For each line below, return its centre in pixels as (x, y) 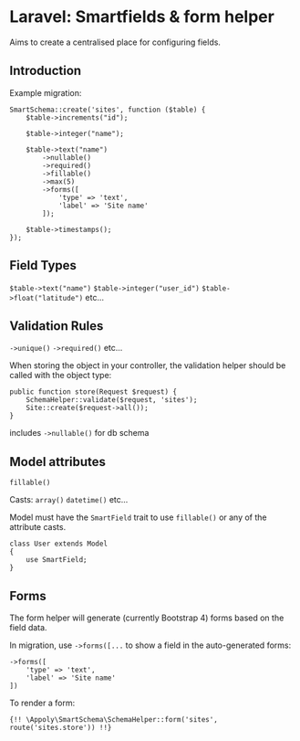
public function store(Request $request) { (93, 392)
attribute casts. (38, 527)
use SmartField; (57, 560)
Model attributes (58, 462)
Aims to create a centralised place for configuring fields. (115, 42)
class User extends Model (58, 544)
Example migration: (46, 92)
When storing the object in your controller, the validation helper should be (148, 365)
